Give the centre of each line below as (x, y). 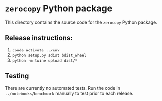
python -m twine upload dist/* (45, 61)
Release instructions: (39, 38)
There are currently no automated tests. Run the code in (63, 88)
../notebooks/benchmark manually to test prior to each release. (69, 93)
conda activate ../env (36, 50)
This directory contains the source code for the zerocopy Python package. (81, 22)
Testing (17, 76)
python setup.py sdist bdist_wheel (49, 55)
